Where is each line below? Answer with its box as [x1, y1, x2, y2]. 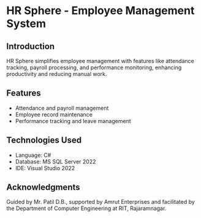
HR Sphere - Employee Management [6, 4, 195, 18]
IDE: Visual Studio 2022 [15, 164, 75, 171]
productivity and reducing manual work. [6, 70, 107, 77]
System [6, 17, 47, 31]
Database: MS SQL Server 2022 [15, 157, 96, 165]
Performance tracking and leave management [15, 117, 132, 124]
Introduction [6, 41, 55, 51]
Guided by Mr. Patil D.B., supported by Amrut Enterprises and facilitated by [6, 198, 195, 206]
